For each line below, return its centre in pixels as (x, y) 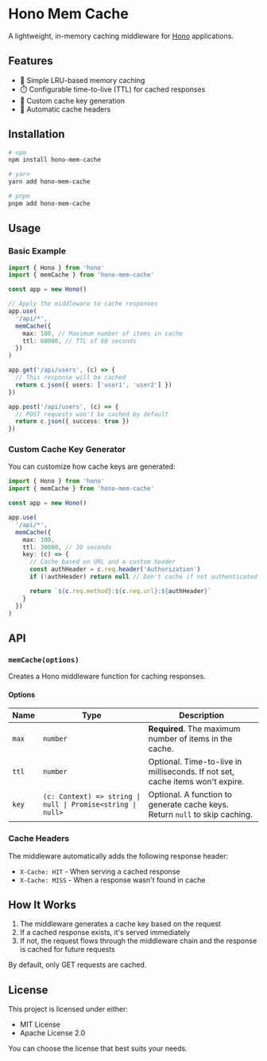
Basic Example (37, 251)
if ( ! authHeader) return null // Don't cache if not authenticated (143, 577)
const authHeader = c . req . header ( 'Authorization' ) (115, 570)
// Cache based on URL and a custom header (103, 562)
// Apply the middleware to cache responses (83, 304)
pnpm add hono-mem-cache (49, 203)
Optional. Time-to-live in (195, 762)
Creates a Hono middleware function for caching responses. (107, 676)
